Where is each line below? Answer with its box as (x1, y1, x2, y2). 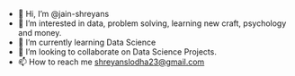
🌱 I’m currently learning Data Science (17, 37, 156, 47)
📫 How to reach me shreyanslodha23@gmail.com (17, 56, 205, 67)
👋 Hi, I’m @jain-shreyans (17, 9, 110, 19)
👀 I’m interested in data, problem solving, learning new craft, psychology (17, 18, 287, 29)
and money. (17, 28, 62, 38)
